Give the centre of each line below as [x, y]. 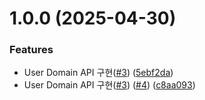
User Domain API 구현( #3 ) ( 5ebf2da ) [98, 73]
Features [31, 50]
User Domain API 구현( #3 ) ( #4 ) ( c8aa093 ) [109, 85]
